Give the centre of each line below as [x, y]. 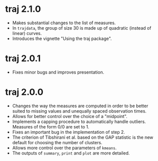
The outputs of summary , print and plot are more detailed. [71, 153]
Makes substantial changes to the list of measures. [64, 23]
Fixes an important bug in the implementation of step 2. [68, 132]
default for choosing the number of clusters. [57, 142]
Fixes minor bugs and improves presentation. [58, 72]
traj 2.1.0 [23, 9]
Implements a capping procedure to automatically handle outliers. [79, 121]
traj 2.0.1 [23, 59]
